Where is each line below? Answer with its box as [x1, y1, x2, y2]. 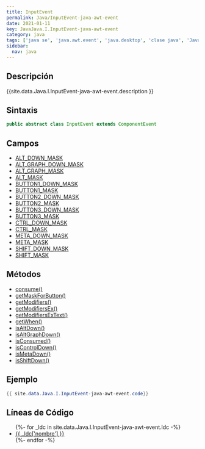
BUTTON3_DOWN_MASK [15, 206, 79, 214]
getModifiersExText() [15, 311, 68, 318]
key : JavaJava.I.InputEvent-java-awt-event [6, 26, 119, 32]
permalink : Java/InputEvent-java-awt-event [6, 15, 119, 21]
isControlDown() [15, 343, 57, 351]
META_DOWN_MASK [15, 232, 68, 240]
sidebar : [6, 43, 29, 49]
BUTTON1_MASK [15, 187, 59, 194]
